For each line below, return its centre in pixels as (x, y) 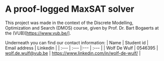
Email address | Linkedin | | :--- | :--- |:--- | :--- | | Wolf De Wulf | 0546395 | (82, 48)
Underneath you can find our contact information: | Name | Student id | (77, 42)
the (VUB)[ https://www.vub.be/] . (38, 33)
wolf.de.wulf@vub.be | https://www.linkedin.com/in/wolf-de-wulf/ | (73, 53)
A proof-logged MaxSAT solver (70, 9)
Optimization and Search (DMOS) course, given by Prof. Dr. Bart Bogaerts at (82, 28)
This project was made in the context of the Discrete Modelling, (69, 23)
